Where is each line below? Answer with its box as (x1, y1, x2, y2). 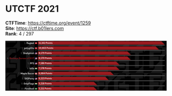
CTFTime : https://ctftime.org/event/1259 (5, 20, 91, 26)
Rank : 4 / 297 (5, 30, 34, 37)
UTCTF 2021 (5, 3, 59, 15)
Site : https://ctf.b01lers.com (5, 25, 64, 31)
